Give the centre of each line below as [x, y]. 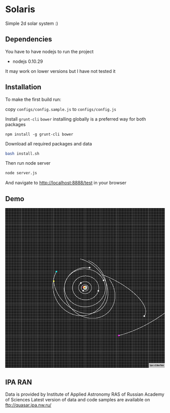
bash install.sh [22, 154]
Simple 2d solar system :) [32, 23]
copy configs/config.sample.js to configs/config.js [61, 109]
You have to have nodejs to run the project [49, 51]
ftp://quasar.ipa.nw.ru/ [28, 405]
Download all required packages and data [49, 143]
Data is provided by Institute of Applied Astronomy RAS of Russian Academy [85, 394]
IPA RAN [18, 382]
